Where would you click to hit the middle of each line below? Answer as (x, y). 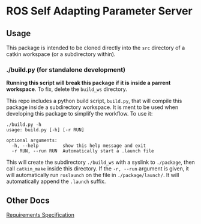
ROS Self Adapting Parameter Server (100, 11)
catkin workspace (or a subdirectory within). (61, 54)
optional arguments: (32, 141)
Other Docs (28, 200)
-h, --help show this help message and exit (79, 146)
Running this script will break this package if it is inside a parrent (88, 83)
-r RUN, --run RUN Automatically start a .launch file (83, 151)
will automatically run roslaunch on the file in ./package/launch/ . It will (93, 175)
